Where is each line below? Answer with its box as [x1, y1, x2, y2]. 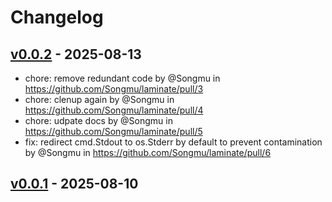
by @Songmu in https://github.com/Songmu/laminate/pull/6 [24, 147, 272, 158]
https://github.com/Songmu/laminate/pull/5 [24, 126, 203, 137]
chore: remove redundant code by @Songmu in [24, 72, 221, 84]
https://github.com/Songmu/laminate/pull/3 [24, 83, 204, 95]
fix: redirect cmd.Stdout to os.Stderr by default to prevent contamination [24, 136, 323, 148]
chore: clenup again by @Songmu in [24, 94, 175, 105]
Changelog [10, 6, 104, 29]
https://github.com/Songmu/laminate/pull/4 [24, 104, 204, 116]
